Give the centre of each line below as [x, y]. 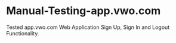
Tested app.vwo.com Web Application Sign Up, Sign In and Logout [88, 27]
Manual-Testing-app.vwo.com [84, 11]
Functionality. [23, 33]
